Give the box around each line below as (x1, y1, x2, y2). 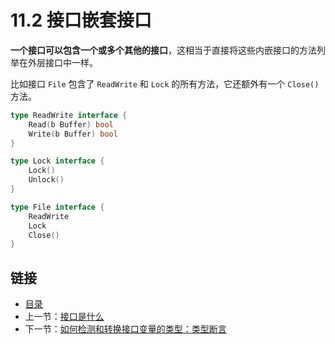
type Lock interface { (10, 156, 105, 166)
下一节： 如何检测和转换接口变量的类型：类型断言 (24, 323, 227, 335)
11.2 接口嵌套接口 (10, 9, 152, 32)
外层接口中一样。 (27, 56, 98, 68)
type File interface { (10, 202, 105, 212)
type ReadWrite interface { (10, 110, 128, 120)
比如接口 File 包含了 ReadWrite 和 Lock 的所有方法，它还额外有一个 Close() (10, 77, 320, 90)
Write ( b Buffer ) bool (28, 129, 118, 139)
